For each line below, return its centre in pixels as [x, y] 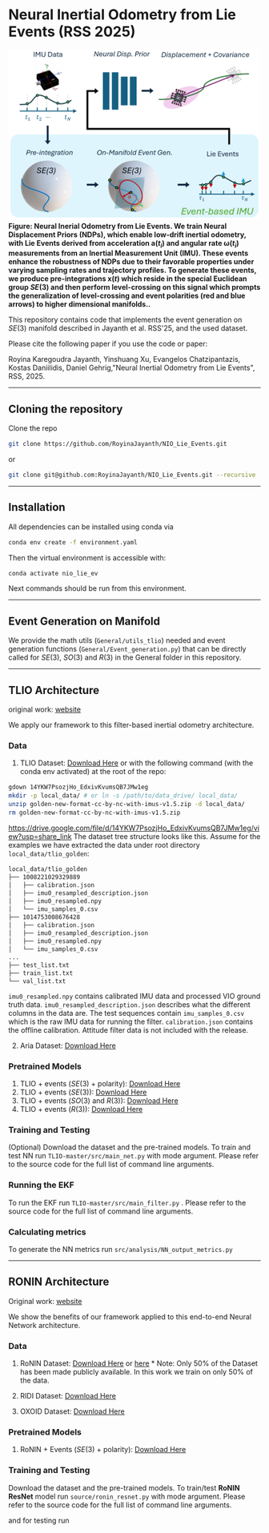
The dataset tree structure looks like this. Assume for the [167, 836]
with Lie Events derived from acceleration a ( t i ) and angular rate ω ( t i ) [124, 244]
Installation [37, 507]
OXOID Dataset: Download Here [72, 1411]
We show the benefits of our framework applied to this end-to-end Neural [130, 1316]
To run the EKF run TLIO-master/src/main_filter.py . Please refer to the [127, 1202]
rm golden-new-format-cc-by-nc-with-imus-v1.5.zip [94, 813]
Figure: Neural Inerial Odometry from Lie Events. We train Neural [117, 226]
